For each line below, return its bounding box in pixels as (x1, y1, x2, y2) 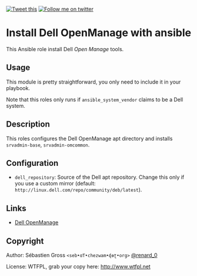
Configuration (6, 158, 59, 168)
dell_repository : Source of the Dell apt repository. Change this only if (14, 174, 185, 181)
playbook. (6, 84, 31, 91)
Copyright (6, 236, 44, 246)
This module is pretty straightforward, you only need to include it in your (6, 78, 181, 85)
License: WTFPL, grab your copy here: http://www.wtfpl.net (6, 263, 151, 270)
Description (6, 119, 50, 129)
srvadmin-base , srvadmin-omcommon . (6, 141, 90, 148)
